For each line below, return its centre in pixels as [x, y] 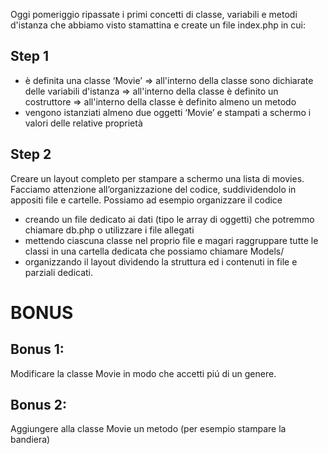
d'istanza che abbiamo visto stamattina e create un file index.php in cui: [158, 25]
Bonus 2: [38, 405]
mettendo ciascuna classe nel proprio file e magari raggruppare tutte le [171, 240]
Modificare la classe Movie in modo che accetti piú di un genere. [143, 373]
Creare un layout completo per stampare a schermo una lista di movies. [157, 178]
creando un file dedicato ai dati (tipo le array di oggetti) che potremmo [169, 219]
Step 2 [31, 154]
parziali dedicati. [59, 272]
